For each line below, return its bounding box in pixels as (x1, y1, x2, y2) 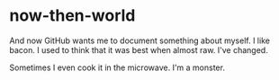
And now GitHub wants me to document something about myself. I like (9, 35, 270, 46)
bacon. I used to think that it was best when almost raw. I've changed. (9, 44, 268, 55)
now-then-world (9, 5, 136, 26)
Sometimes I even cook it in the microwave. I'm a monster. (9, 62, 225, 73)
